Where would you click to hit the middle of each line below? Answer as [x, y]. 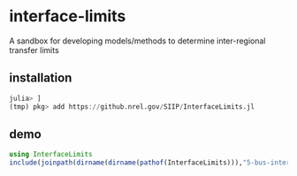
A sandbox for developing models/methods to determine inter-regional [138, 41]
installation [41, 78]
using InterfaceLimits [51, 155]
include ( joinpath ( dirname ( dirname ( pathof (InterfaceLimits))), [126, 163]
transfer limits [34, 50]
